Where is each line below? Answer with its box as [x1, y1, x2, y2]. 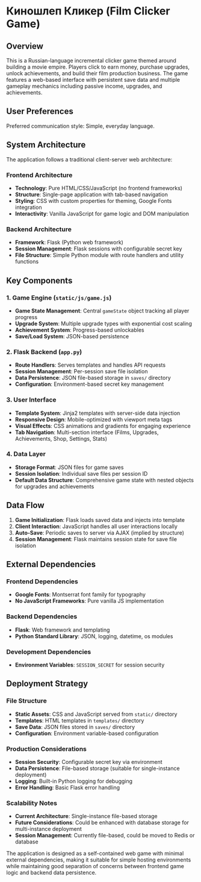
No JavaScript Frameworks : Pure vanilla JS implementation [14, 597, 164, 604]
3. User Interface [6, 396, 57, 404]
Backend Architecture [6, 225, 72, 233]
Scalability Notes [6, 799, 57, 807]
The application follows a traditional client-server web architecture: [6, 155, 173, 163]
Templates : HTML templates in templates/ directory [14, 716, 144, 724]
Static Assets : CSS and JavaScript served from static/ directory [14, 710, 178, 718]
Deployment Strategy [6, 679, 88, 689]
